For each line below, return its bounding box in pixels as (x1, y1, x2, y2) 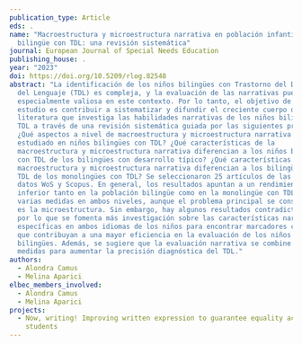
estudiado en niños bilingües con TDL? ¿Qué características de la (17, 138, 276, 147)
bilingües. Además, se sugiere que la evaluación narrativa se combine (17, 239, 292, 248)
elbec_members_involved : (9, 280, 102, 289)
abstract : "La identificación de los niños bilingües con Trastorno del (9, 80, 288, 89)
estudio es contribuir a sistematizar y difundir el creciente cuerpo (17, 105, 288, 114)
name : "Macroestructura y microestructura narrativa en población (9, 30, 263, 39)
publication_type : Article (9, 13, 111, 22)
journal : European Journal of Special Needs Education (9, 47, 219, 56)
